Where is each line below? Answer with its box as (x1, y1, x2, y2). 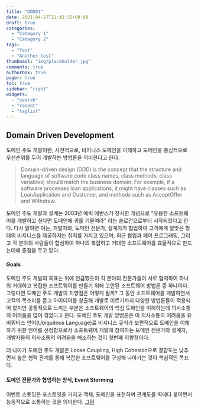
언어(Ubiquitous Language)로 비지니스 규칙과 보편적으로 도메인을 (26, 319, 179, 327)
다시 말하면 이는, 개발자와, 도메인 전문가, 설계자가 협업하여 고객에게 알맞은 (14, 225, 184, 232)
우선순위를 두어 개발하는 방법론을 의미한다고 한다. (6, 154, 120, 161)
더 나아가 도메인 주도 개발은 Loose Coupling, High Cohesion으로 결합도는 (6, 347, 178, 354)
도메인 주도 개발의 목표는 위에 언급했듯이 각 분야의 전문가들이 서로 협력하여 (6, 274, 178, 282)
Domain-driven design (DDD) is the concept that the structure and (20, 166, 182, 173)
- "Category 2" (11, 36, 49, 42)
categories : (6, 25, 35, 31)
